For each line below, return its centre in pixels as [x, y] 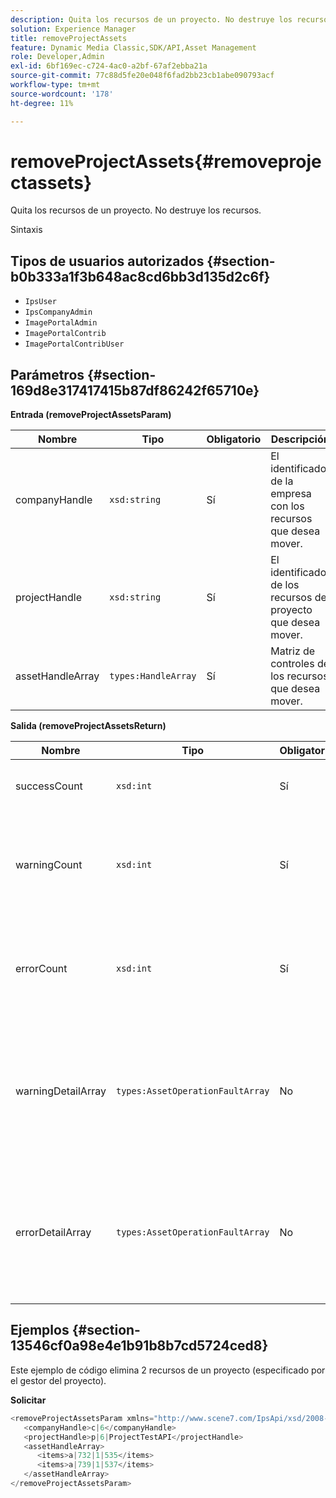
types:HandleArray [153, 676]
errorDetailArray [53, 1233]
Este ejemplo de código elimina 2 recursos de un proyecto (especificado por [168, 1370]
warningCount [49, 865]
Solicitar [28, 1400]
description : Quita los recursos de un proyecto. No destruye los [151, 19]
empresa [291, 494]
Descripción [300, 439]
